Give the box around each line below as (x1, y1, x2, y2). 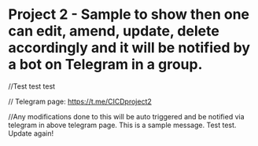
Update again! (8, 128, 53, 138)
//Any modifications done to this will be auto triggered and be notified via (8, 111, 245, 121)
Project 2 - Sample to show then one (8, 5, 250, 24)
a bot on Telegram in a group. (8, 56, 203, 74)
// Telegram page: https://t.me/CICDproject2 (8, 97, 152, 106)
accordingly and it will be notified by (8, 39, 250, 57)
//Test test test (8, 81, 56, 91)
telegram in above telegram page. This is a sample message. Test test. (8, 120, 237, 130)
